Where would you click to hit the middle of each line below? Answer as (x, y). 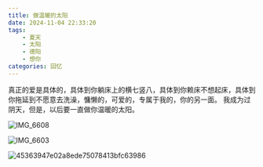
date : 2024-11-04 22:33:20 (52, 23)
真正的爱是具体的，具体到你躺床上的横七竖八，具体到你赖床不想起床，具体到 (132, 89)
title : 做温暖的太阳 (38, 15)
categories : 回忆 (35, 67)
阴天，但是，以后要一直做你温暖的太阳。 (73, 109)
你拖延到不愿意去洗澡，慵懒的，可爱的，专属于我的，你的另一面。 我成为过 (130, 100)
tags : (17, 30)
